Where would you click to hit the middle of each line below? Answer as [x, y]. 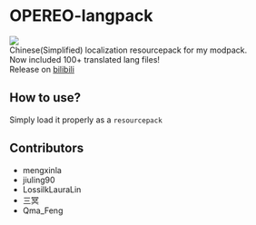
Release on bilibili [42, 69]
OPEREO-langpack [81, 16]
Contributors [47, 148]
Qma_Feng [43, 210]
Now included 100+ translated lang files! [85, 59]
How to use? [45, 98]
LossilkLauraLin [52, 189]
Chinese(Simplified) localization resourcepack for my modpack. [128, 50]
